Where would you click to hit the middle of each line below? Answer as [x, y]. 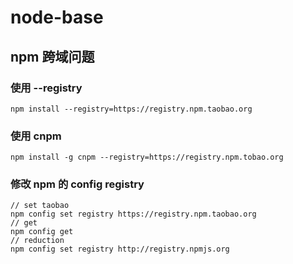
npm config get [42, 232]
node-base [57, 17]
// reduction [37, 241]
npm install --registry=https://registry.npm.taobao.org [131, 109]
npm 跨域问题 [52, 56]
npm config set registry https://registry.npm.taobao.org [133, 214]
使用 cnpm [36, 136]
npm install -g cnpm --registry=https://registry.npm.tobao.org [147, 157]
